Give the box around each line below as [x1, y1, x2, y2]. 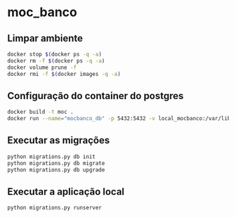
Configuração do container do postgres [7, 89, 184, 102]
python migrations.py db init [7, 153, 96, 160]
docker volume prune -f [7, 64, 77, 71]
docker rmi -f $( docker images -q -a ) [7, 70, 121, 77]
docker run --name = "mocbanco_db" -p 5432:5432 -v [7, 115, 156, 122]
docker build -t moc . [7, 108, 74, 116]
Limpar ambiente [7, 32, 83, 44]
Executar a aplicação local [7, 186, 125, 198]
